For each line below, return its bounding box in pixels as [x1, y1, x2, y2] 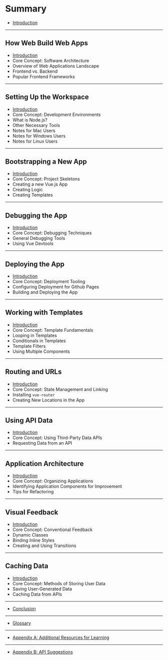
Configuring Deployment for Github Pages [12, 284, 99, 290]
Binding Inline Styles [12, 538, 55, 544]
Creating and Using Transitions [12, 543, 76, 549]
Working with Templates [5, 308, 83, 317]
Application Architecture [5, 459, 84, 468]
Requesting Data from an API [12, 440, 72, 446]
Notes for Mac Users [12, 127, 56, 134]
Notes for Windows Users [12, 133, 66, 139]
